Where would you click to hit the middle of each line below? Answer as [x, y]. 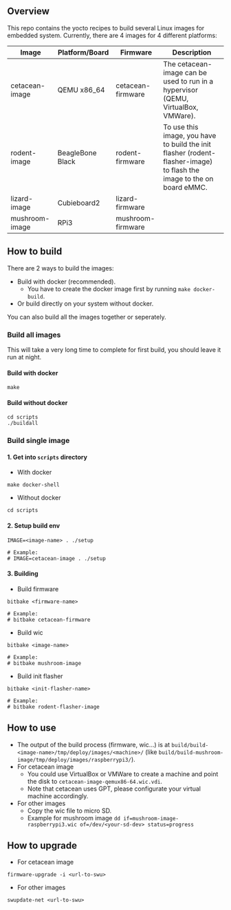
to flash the [181, 170]
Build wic [30, 632]
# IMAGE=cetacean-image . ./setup [57, 558]
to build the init [187, 144]
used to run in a [188, 81]
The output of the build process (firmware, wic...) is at [93, 744]
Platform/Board [83, 52]
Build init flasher [40, 676]
